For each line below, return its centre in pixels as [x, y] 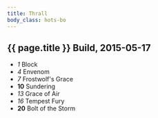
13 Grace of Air [38, 94]
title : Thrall [28, 13]
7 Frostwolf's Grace [45, 79]
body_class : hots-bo [37, 20]
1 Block [27, 65]
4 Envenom [33, 72]
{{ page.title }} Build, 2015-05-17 [79, 48]
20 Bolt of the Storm [46, 108]
